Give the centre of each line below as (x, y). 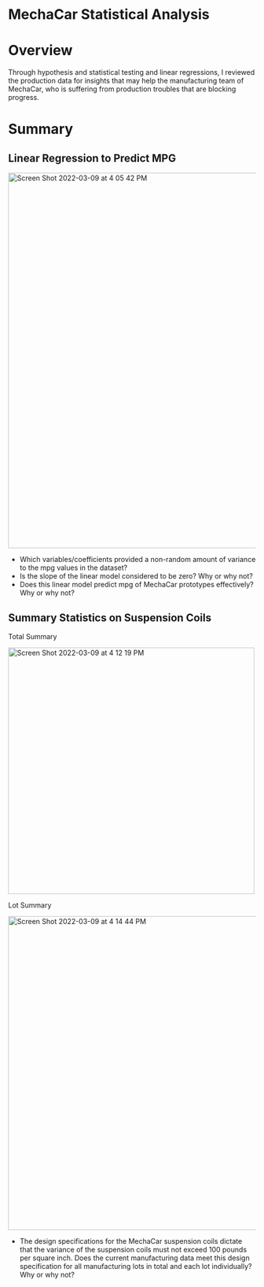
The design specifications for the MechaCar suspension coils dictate (131, 1241)
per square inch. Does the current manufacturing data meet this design (134, 1258)
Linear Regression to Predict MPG (92, 158)
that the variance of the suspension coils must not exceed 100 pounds (133, 1249)
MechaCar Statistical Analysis (109, 15)
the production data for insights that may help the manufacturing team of (126, 81)
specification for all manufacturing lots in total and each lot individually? (136, 1266)
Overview (40, 51)
